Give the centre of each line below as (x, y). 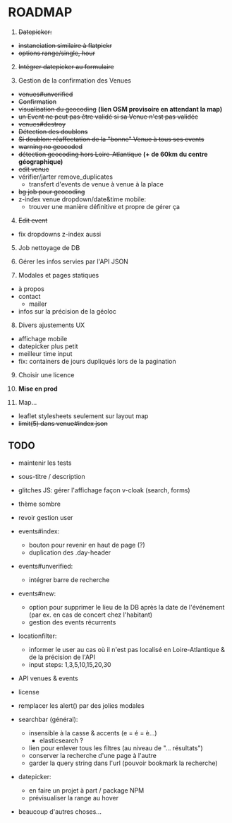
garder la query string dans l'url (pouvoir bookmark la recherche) (123, 763)
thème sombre (39, 504)
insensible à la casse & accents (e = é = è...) (93, 733)
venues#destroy (42, 124)
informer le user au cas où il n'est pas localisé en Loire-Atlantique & (127, 649)
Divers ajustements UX (51, 325)
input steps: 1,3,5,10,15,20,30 (70, 664)
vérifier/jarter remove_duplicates (66, 177)
